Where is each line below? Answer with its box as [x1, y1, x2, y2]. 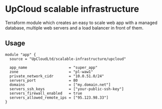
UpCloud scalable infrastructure [5, 3, 139, 15]
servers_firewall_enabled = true [9, 91, 82, 96]
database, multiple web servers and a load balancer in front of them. [5, 25, 144, 30]
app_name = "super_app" [9, 65, 98, 70]
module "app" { [5, 52, 36, 57]
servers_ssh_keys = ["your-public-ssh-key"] [9, 86, 124, 91]
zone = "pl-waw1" [9, 69, 93, 74]
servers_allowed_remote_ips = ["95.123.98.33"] [9, 95, 109, 100]
